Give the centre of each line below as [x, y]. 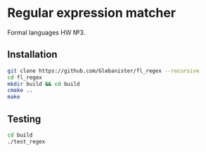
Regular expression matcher [92, 13]
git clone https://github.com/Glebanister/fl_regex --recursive [103, 71]
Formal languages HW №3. [46, 32]
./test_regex [26, 141]
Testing [24, 119]
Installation [32, 55]
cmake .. [20, 90]
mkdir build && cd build [44, 84]
